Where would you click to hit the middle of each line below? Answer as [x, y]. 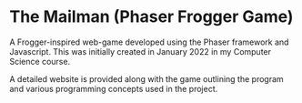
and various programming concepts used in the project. [114, 88]
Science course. [40, 61]
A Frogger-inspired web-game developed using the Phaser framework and [149, 42]
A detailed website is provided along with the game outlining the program [146, 78]
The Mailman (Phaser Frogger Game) [151, 17]
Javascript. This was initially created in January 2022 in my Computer [140, 51]
